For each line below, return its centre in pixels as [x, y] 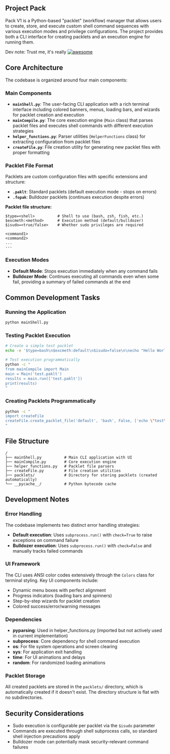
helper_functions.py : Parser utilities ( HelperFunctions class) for [79, 136]
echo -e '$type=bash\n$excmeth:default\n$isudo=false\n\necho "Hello [80, 351]
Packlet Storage [25, 676]
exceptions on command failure [45, 540]
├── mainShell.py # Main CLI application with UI [69, 457]
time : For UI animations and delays [49, 657]
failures [20, 747]
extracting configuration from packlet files [56, 142]
